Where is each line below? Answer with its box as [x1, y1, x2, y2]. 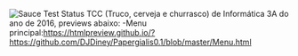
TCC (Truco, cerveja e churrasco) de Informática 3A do [85, 9, 289, 19]
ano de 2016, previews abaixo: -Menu [9, 18, 148, 28]
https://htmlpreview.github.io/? [43, 28, 156, 37]
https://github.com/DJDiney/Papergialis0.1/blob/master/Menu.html [9, 36, 252, 47]
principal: [9, 28, 44, 37]
